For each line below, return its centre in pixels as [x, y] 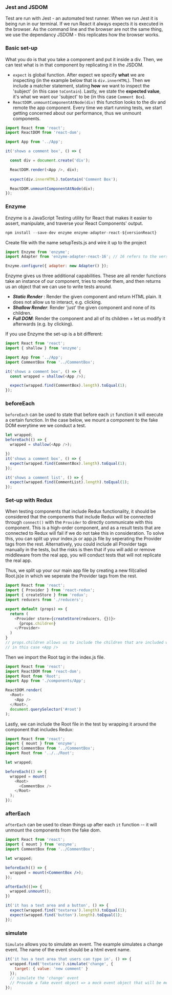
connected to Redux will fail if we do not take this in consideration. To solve [85, 533]
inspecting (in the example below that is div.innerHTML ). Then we [81, 80]
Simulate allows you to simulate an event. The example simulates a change [84, 944]
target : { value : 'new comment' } [51, 969]
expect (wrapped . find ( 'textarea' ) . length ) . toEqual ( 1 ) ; [68, 910]
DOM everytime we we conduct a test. [46, 426]
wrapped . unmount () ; [31, 891]
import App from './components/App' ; [46, 681]
